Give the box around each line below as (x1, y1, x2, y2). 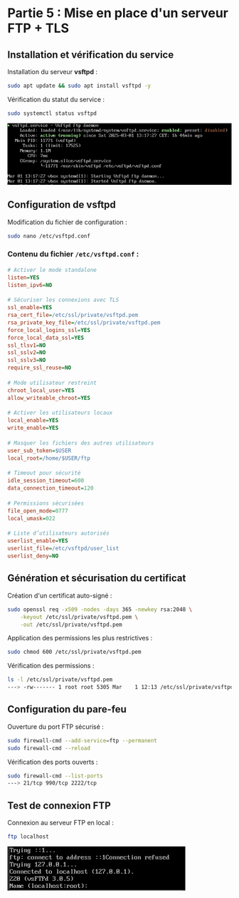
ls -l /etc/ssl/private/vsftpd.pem (7, 676, 113, 683)
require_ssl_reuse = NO (7, 364, 72, 372)
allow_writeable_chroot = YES (7, 394, 91, 401)
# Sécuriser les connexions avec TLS (7, 296, 119, 304)
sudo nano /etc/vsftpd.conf (7, 232, 91, 240)
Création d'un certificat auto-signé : (7, 591, 112, 600)
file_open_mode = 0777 (7, 507, 69, 515)
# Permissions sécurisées (7, 500, 84, 507)
